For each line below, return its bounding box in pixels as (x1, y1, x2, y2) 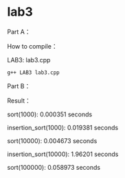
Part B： (7, 81, 31, 90)
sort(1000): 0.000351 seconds (7, 110, 93, 118)
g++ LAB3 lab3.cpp (7, 69, 60, 76)
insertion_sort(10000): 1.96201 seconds (7, 150, 119, 158)
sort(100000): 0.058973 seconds (7, 163, 101, 171)
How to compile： (7, 42, 58, 50)
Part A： (7, 27, 31, 36)
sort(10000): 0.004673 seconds (7, 136, 98, 144)
